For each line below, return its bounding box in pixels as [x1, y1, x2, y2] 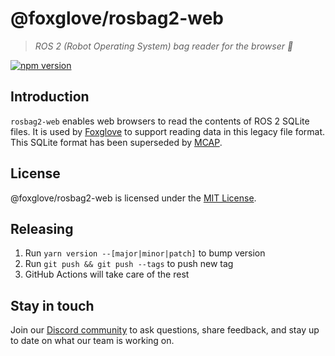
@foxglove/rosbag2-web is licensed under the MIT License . [10, 192, 257, 204]
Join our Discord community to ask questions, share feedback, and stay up [10, 324, 320, 336]
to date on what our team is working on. [10, 335, 175, 347]
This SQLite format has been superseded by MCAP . [10, 136, 223, 148]
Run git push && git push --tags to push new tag [24, 258, 234, 270]
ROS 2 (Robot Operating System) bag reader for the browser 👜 [34, 40, 294, 52]
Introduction [10, 88, 90, 106]
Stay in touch [10, 297, 95, 314]
